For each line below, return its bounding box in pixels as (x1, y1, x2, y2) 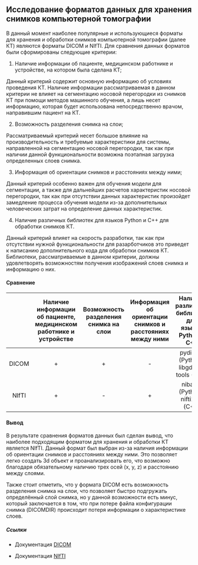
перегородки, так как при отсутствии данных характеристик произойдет (6, 192, 190, 200)
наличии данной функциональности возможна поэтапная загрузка (6, 151, 175, 158)
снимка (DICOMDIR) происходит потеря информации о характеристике (6, 506, 186, 514)
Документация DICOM (14, 541, 72, 548)
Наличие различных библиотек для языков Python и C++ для (14, 216, 169, 223)
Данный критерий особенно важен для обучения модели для (6, 180, 162, 187)
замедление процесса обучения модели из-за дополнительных (6, 199, 167, 206)
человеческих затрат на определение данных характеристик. (6, 205, 163, 212)
